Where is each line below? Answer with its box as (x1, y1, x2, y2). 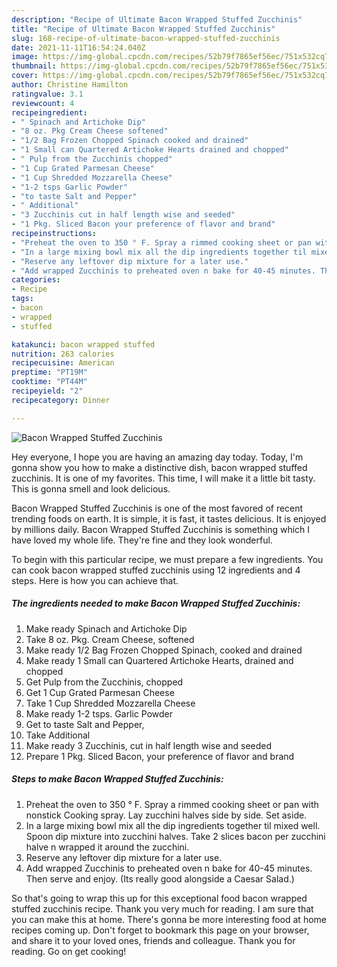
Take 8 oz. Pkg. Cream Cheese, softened (25, 633, 195, 645)
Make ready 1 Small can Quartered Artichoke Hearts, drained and (25, 654, 294, 666)
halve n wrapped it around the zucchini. (25, 841, 190, 853)
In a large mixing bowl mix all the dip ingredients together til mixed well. (25, 819, 321, 831)
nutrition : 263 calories (11, 349, 115, 359)
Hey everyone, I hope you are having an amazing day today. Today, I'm (11, 451, 304, 463)
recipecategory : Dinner (11, 395, 111, 405)
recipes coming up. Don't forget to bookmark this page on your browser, (11, 924, 310, 936)
